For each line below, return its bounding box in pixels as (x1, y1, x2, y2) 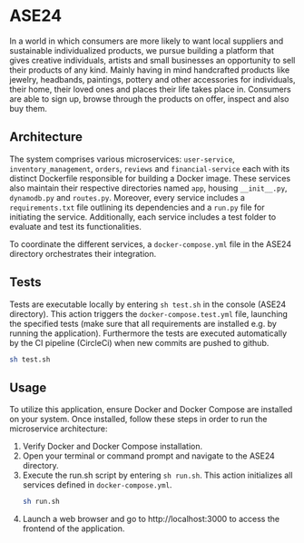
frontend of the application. (22, 523, 125, 534)
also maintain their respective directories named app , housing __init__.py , (9, 183, 288, 193)
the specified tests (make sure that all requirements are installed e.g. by (9, 318, 277, 329)
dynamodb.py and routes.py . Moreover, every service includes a (9, 192, 245, 202)
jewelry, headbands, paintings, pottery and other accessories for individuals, (9, 74, 296, 84)
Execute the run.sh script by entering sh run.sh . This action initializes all (22, 469, 293, 481)
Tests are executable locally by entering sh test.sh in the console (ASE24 (9, 299, 287, 310)
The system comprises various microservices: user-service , (9, 153, 236, 164)
